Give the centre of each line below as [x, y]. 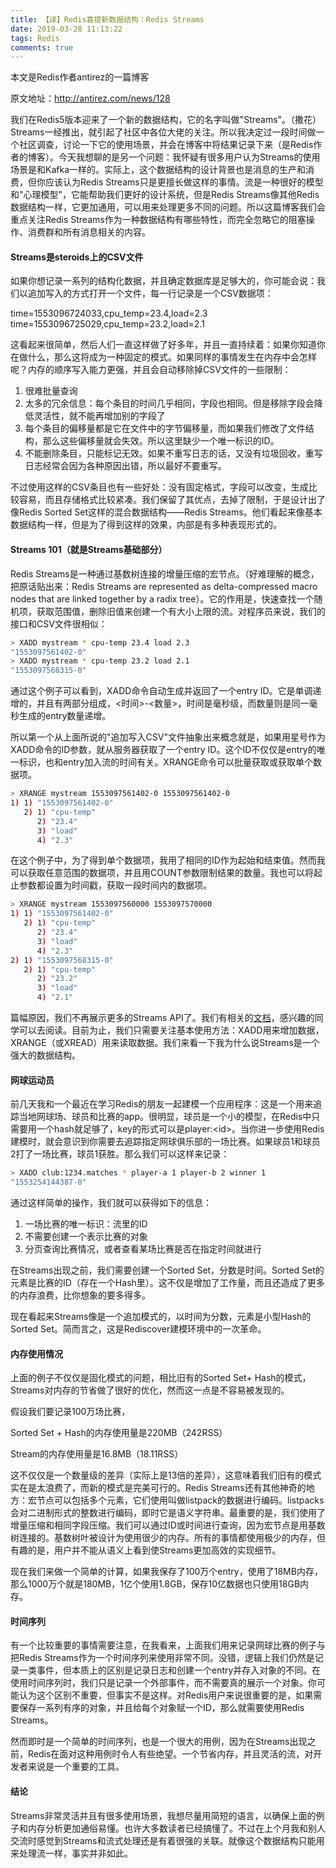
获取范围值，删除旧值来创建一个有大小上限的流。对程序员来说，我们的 [181, 611]
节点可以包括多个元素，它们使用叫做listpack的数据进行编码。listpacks [180, 1500]
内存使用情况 [36, 1353]
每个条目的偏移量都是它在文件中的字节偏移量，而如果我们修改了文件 [165, 428]
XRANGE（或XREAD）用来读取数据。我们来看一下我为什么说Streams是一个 [165, 1043]
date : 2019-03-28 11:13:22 [66, 29]
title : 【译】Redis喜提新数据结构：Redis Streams [107, 19]
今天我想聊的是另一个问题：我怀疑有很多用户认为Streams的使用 [189, 157]
